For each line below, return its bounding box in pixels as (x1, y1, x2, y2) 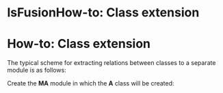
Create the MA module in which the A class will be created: (7, 79, 174, 88)
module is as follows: (7, 66, 66, 75)
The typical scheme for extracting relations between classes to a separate (7, 59, 216, 67)
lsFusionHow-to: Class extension (7, 5, 200, 21)
